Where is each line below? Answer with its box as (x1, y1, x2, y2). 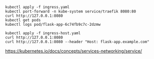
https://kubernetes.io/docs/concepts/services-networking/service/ (5, 48, 142, 54)
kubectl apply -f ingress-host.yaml (5, 31, 81, 36)
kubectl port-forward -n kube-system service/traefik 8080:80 (5, 9, 136, 14)
